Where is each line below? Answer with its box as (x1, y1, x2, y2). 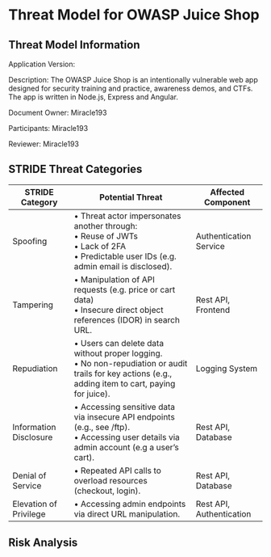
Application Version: (8, 59, 76, 69)
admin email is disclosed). (73, 260, 173, 272)
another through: (73, 220, 138, 231)
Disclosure (12, 431, 53, 442)
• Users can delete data (73, 337, 164, 348)
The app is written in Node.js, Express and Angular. (8, 92, 179, 102)
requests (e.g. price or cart (73, 284, 176, 295)
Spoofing (12, 235, 48, 247)
